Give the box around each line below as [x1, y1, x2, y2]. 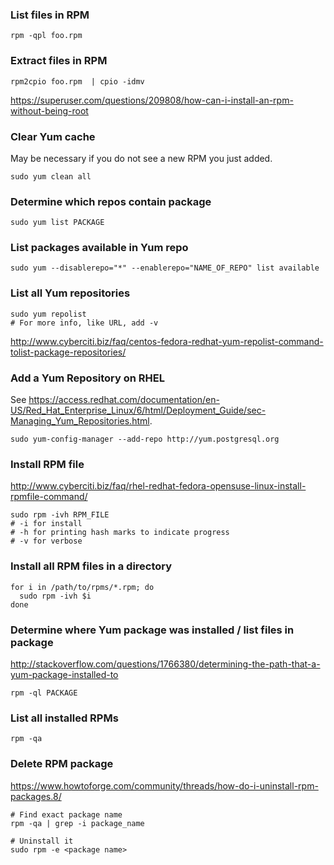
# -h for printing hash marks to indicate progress [10, 528, 230, 538]
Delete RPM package [10, 757, 114, 771]
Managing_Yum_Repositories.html [10, 415, 150, 427]
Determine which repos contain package [10, 194, 212, 208]
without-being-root [10, 104, 89, 117]
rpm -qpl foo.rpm [10, 31, 83, 41]
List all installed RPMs [10, 711, 119, 725]
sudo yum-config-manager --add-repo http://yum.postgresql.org [10, 434, 280, 445]
